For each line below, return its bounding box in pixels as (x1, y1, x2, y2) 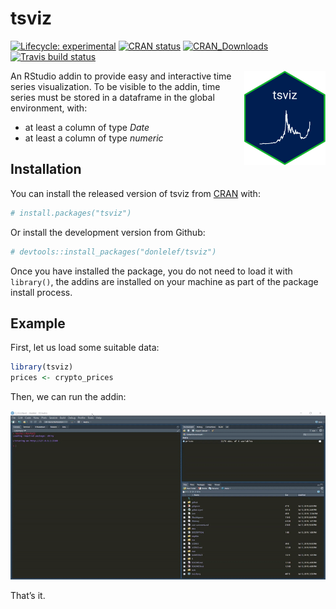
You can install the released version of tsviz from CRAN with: (10, 187, 261, 199)
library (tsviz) (10, 362, 74, 372)
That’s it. (10, 590, 46, 602)
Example (10, 315, 66, 332)
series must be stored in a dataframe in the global (10, 91, 215, 103)
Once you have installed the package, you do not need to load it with (10, 265, 293, 277)
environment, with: (10, 102, 88, 114)
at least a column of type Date (24, 121, 150, 133)
